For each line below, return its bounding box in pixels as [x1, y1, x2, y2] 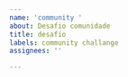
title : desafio [9, 30, 67, 38]
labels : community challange [9, 38, 119, 47]
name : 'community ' [9, 13, 83, 22]
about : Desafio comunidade [9, 21, 111, 30]
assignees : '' [9, 47, 63, 56]
